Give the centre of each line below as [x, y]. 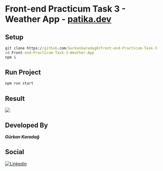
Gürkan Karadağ [22, 137]
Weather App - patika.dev [58, 19]
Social [15, 152]
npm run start [19, 83]
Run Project [23, 72]
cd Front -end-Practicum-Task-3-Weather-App [50, 53]
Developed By [27, 125]
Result [15, 99]
